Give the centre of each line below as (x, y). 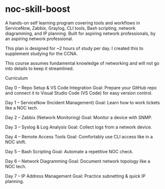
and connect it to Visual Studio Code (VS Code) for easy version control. (79, 93)
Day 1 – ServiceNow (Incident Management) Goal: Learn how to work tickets (82, 102)
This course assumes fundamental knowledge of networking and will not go (82, 63)
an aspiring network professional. (39, 39)
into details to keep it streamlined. (40, 68)
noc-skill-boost (38, 9)
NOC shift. (16, 142)
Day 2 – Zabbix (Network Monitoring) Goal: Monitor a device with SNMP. (79, 117)
